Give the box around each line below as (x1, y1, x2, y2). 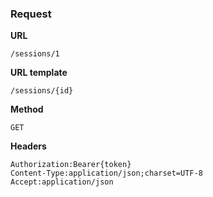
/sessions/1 (10, 49, 60, 59)
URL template (10, 67, 68, 79)
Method (10, 103, 44, 116)
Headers (10, 140, 47, 152)
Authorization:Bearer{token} (10, 160, 132, 170)
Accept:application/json (10, 177, 114, 187)
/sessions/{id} (10, 86, 74, 96)
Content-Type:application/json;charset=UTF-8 (10, 168, 203, 179)
